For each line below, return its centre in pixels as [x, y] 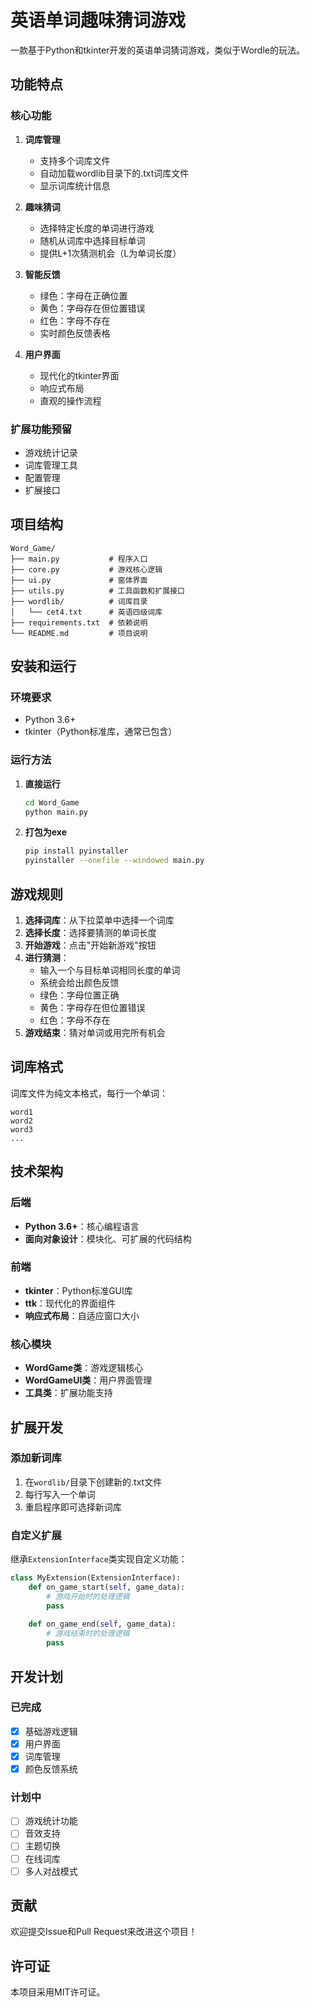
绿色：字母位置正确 [79, 995]
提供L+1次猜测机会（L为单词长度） [110, 253]
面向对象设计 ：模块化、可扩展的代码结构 [108, 1238]
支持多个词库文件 [75, 160]
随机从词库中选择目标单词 [92, 240]
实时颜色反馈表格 [75, 333]
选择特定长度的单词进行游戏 [97, 228]
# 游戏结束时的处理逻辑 [88, 1634]
